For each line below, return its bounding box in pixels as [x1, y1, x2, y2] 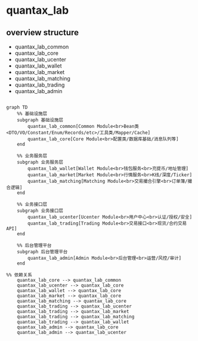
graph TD [6, 105, 28, 110]
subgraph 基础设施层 [17, 117, 64, 123]
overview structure [6, 27, 79, 38]
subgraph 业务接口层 [17, 208, 64, 214]
